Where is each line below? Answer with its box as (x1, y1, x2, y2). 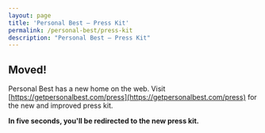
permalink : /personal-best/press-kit (8, 26, 133, 34)
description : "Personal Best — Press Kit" (8, 33, 151, 42)
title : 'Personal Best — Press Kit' (8, 19, 129, 27)
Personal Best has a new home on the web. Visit (8, 84, 166, 93)
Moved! (8, 63, 48, 76)
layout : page (8, 11, 52, 20)
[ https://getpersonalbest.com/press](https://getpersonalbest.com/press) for (8, 93, 258, 102)
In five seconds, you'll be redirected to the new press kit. (8, 116, 200, 126)
